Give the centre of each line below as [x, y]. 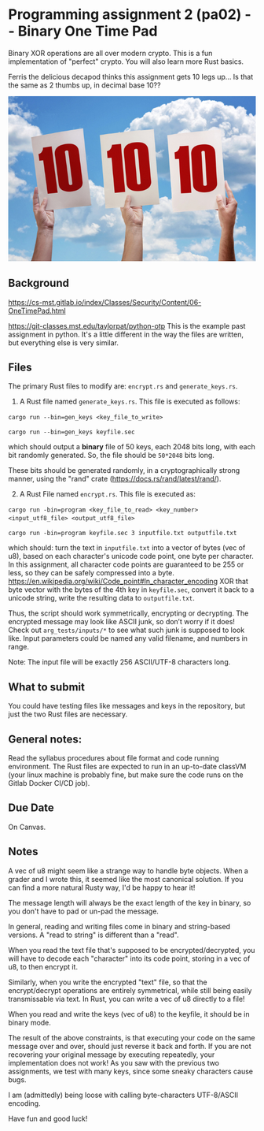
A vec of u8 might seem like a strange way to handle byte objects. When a [128, 871]
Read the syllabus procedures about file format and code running [114, 757]
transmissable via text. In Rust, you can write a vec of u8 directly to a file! [126, 999]
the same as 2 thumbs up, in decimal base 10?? [84, 85]
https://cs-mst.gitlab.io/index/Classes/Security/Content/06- [105, 302]
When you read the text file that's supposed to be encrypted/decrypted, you [132, 950]
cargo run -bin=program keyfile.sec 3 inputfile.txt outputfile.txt [123, 534]
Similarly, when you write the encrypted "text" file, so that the [108, 982]
